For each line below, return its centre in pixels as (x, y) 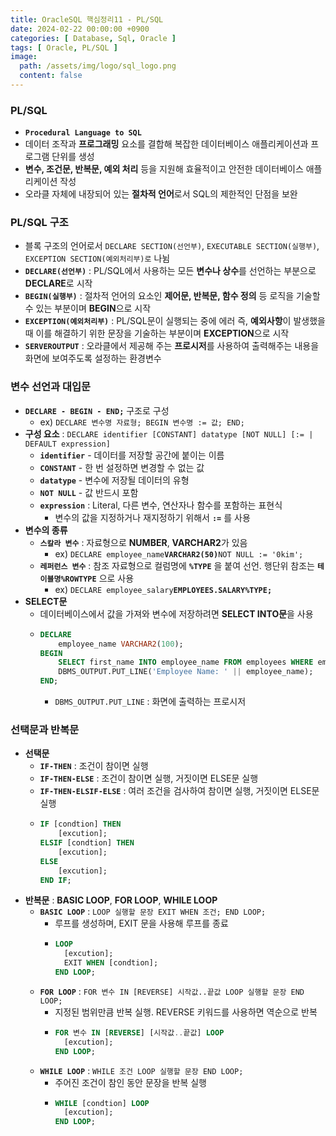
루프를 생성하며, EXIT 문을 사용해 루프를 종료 (141, 923)
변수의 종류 (46, 530)
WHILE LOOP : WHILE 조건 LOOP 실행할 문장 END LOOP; (141, 1070)
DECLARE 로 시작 (58, 283)
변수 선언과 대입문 (51, 387)
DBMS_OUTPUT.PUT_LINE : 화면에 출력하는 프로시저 (150, 702)
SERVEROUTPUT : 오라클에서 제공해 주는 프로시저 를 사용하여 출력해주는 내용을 (172, 346)
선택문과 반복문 (45, 729)
